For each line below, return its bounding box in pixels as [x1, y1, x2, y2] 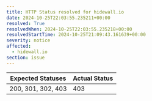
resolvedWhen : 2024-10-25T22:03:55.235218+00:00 [6, 26, 132, 32]
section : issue [6, 54, 45, 61]
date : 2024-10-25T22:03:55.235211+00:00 [6, 15, 111, 21]
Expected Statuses [10, 74, 67, 83]
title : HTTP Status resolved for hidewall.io [6, 9, 124, 15]
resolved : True [6, 20, 45, 26]
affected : [6, 43, 32, 50]
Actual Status [73, 74, 114, 83]
